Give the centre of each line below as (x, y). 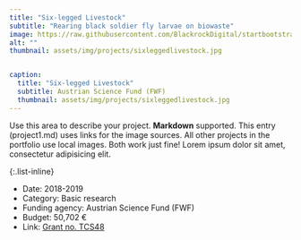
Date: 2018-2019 (52, 188)
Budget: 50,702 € (55, 217)
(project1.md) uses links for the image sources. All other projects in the (140, 134)
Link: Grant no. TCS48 (63, 227)
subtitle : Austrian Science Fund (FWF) (92, 91)
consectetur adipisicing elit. (60, 154)
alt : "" (24, 43)
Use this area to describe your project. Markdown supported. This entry (142, 125)
